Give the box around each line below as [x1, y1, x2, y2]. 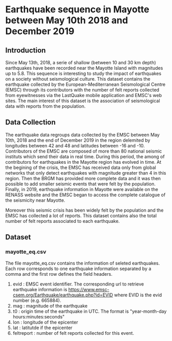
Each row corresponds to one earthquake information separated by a [5, 266, 151, 272]
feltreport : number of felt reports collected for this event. [12, 330, 135, 336]
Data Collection [5, 118, 56, 127]
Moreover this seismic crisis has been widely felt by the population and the [5, 207, 164, 213]
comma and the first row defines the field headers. [5, 271, 113, 277]
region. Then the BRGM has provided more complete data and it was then [5, 175, 161, 181]
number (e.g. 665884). [12, 297, 62, 304]
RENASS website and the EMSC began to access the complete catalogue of [5, 192, 166, 198]
